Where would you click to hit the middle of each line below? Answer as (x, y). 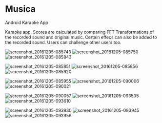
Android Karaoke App (27, 22)
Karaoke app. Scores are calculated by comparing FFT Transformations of (80, 32)
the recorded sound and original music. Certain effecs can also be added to (81, 37)
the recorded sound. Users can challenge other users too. (63, 42)
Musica (20, 9)
